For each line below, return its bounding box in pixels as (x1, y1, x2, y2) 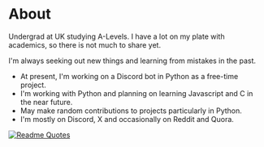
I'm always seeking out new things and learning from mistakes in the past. (8, 56, 256, 65)
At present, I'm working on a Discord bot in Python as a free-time (19, 71, 239, 81)
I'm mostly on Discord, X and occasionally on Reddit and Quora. (19, 114, 234, 124)
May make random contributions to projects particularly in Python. (19, 106, 242, 115)
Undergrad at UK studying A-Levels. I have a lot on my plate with (8, 31, 225, 41)
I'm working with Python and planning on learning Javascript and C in (19, 88, 253, 98)
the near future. (19, 97, 73, 107)
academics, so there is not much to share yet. (8, 40, 161, 49)
